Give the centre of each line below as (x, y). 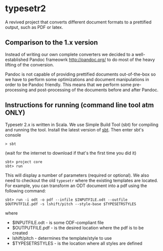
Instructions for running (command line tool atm (80, 105)
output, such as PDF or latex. (34, 27)
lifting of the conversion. (30, 64)
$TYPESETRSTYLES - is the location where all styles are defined (77, 243)
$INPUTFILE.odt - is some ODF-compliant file (58, 222)
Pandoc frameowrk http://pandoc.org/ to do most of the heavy (92, 60)
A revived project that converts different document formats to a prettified (78, 22)
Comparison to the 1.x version (51, 43)
